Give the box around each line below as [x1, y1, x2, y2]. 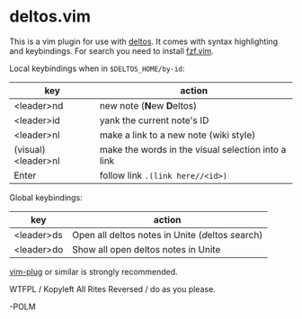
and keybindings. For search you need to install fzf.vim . [9, 45, 214, 56]
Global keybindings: [9, 191, 83, 203]
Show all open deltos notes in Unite [71, 243, 221, 255]
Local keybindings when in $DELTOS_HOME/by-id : [9, 63, 185, 74]
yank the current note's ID [99, 114, 209, 127]
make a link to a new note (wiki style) [99, 128, 256, 141]
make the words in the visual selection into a [99, 143, 287, 155]
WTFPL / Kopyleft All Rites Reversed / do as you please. [9, 283, 216, 294]
